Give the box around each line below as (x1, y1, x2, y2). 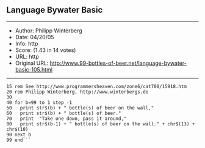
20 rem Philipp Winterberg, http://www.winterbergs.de (6, 89, 149, 95)
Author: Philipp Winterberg (15, 27, 82, 34)
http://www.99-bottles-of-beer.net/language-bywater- (49, 59, 187, 67)
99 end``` (6, 137, 32, 143)
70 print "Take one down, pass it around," (6, 116, 127, 122)
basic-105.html (15, 65, 53, 73)
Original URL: (15, 59, 49, 67)
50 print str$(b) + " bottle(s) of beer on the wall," (6, 105, 154, 111)
